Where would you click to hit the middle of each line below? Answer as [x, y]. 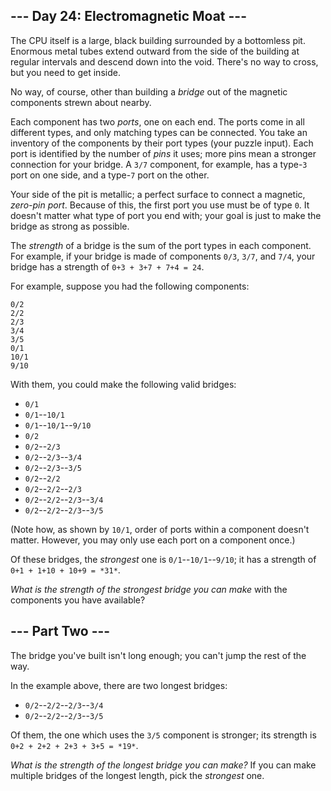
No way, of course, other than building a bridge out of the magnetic [149, 91]
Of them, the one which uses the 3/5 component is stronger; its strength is [163, 735]
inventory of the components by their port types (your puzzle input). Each [162, 143]
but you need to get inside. [65, 72]
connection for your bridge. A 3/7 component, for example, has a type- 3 [159, 164]
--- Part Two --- [60, 631]
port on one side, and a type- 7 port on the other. [110, 175]
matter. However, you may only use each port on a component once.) [153, 540]
